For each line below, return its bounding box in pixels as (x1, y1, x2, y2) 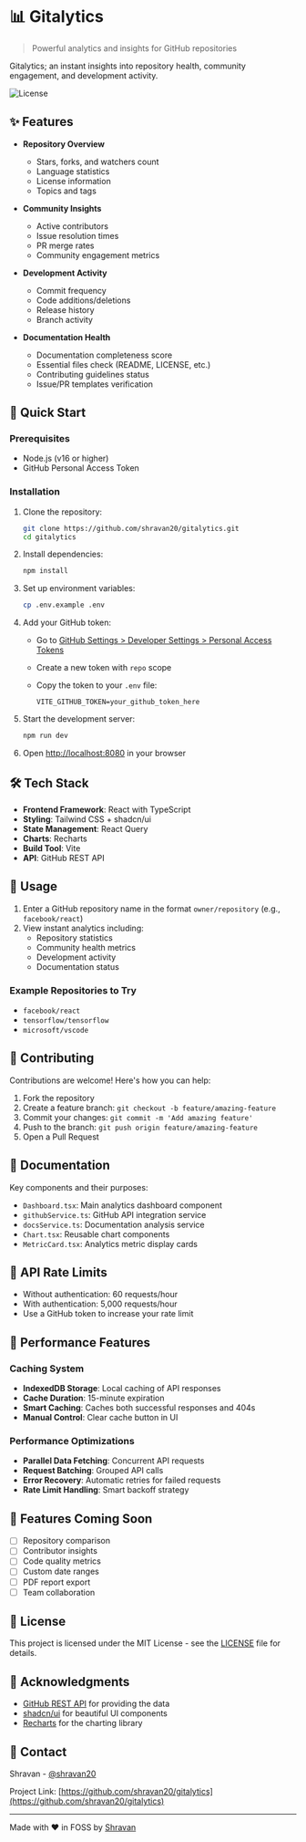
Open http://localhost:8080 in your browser (22, 748, 187, 759)
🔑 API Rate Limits (9, 1264, 107, 1281)
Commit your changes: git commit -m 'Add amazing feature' (22, 1111, 253, 1122)
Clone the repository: (22, 506, 103, 517)
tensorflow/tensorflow (22, 1016, 109, 1025)
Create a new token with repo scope (36, 662, 172, 673)
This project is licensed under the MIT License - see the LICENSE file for (9, 1638, 280, 1649)
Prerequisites (9, 432, 70, 445)
